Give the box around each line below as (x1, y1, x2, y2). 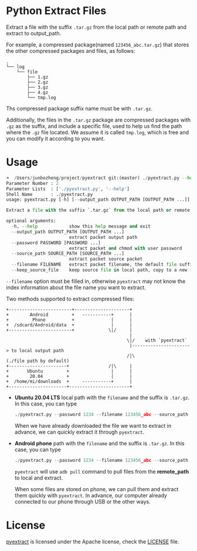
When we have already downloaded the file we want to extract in (14, 422, 172, 429)
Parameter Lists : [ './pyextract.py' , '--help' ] (6, 186, 130, 192)
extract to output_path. (6, 29, 62, 36)
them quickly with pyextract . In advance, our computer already (14, 492, 167, 499)
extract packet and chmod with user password (69, 245, 182, 251)
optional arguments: (6, 218, 57, 224)
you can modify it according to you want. (6, 135, 106, 142)
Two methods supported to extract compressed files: (6, 295, 135, 302)
